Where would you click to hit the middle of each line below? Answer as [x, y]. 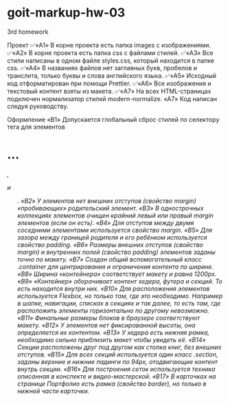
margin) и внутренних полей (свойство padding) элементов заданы [116, 252]
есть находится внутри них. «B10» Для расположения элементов [113, 288]
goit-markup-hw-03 [66, 13]
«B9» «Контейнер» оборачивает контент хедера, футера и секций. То [120, 281]
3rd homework [28, 32]
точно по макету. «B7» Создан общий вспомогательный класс [110, 259]
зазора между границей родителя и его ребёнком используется [112, 237]
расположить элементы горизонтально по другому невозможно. [113, 310]
